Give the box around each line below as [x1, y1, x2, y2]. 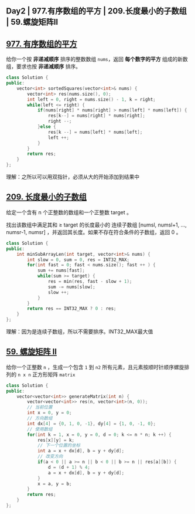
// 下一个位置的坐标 [37, 442, 81, 448]
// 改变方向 [37, 454, 63, 459]
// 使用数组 [27, 426, 53, 432]
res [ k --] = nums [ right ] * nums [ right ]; [47, 113, 145, 119]
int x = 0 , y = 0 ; [27, 410, 72, 416]
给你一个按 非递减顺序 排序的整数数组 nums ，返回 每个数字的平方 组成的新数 [6, 56, 189, 63]
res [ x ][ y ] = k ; [37, 437, 75, 443]
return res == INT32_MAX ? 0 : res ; [27, 306, 117, 312]
